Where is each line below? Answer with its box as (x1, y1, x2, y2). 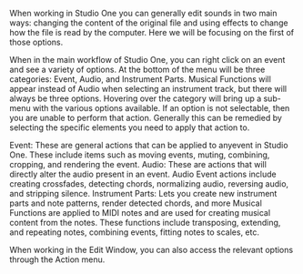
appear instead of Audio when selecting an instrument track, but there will (9, 84, 288, 94)
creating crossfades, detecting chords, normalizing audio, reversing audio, (9, 178, 289, 189)
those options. (9, 36, 64, 47)
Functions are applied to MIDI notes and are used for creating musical (9, 208, 271, 218)
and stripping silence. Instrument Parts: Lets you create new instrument (9, 188, 278, 198)
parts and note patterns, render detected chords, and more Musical (9, 198, 262, 208)
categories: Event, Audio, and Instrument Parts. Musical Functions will (9, 74, 271, 85)
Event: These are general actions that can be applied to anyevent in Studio (9, 140, 288, 150)
